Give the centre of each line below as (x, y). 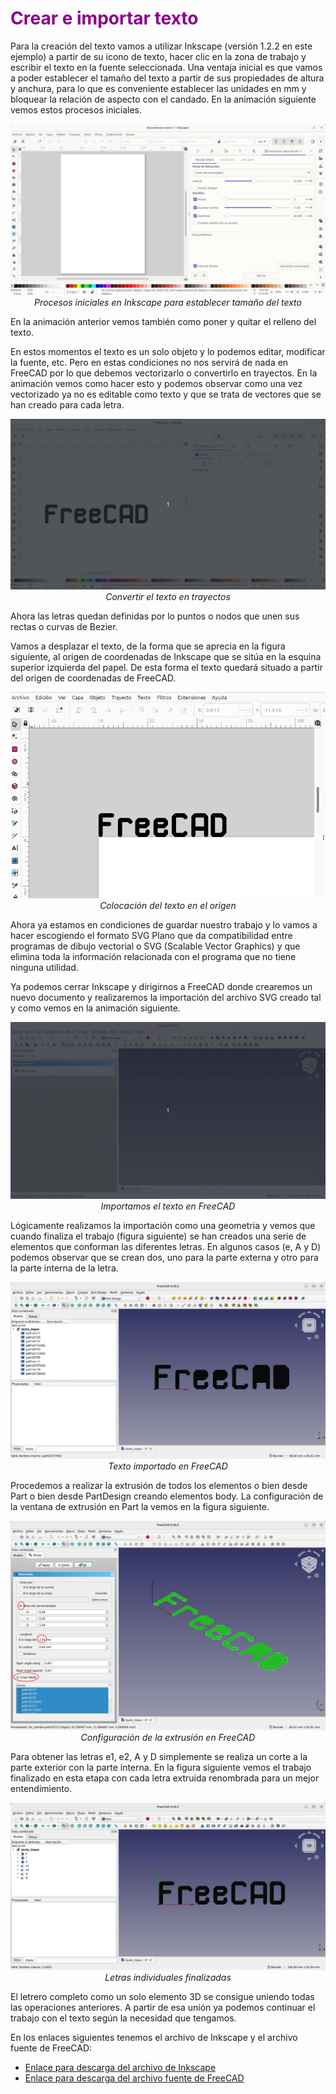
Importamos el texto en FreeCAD (168, 1206)
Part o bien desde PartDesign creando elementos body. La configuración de (167, 1496)
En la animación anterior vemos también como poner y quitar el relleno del (163, 321)
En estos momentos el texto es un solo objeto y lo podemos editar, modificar (168, 351)
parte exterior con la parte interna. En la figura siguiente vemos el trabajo (161, 1767)
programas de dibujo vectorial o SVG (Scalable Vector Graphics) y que (155, 946)
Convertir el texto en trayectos (168, 597)
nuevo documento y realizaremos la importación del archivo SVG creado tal (166, 998)
